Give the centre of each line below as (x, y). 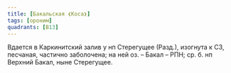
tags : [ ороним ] (30, 21)
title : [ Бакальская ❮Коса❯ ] (49, 14)
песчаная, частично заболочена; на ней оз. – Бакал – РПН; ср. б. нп (110, 55)
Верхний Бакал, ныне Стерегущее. (60, 62)
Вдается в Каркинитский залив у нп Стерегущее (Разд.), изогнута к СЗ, (116, 47)
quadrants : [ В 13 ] (33, 27)
